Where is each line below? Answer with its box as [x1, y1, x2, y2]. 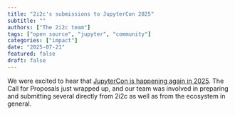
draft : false [7, 57, 46, 64]
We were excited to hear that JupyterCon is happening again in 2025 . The [7, 76, 224, 85]
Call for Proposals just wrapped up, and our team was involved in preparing [7, 84, 229, 93]
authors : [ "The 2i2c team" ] [7, 24, 91, 31]
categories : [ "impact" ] [7, 37, 78, 44]
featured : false [7, 51, 56, 58]
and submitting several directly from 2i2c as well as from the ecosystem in [7, 91, 226, 100]
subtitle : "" [7, 17, 46, 24]
